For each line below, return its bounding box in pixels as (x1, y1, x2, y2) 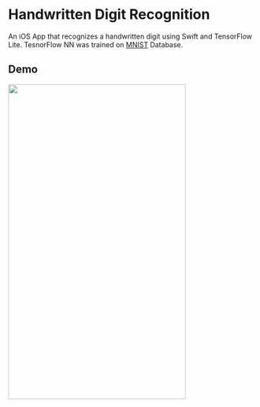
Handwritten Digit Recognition (8, 6, 210, 24)
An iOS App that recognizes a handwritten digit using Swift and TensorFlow (8, 31, 253, 41)
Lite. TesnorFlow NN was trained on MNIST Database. (8, 39, 184, 49)
